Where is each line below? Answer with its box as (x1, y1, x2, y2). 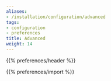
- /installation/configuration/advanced (6, 14, 106, 20)
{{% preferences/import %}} (6, 68, 75, 75)
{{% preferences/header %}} (6, 57, 76, 64)
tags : (6, 19, 19, 25)
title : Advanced (6, 36, 46, 41)
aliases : (6, 8, 27, 15)
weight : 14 (6, 41, 33, 47)
